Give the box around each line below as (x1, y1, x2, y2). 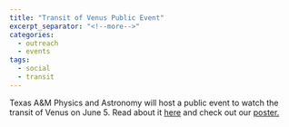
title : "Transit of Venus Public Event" (9, 13, 165, 23)
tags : (9, 55, 30, 64)
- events (17, 47, 51, 56)
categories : (9, 30, 55, 39)
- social (17, 64, 51, 73)
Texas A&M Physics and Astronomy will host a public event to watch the (9, 97, 279, 108)
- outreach (17, 38, 59, 48)
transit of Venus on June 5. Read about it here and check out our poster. (9, 106, 280, 118)
